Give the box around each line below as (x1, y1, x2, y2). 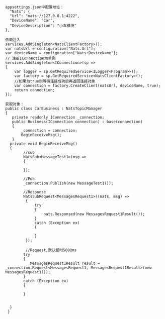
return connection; (14, 87, 55, 92)
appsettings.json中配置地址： (5, 5, 64, 10)
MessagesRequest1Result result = (30, 261, 100, 266)
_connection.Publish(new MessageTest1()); (23, 181, 114, 186)
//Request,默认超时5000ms (25, 248, 77, 253)
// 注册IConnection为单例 (5, 56, 56, 61)
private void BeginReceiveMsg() (10, 141, 78, 146)
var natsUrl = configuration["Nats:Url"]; (5, 46, 96, 51)
